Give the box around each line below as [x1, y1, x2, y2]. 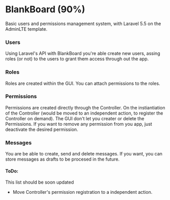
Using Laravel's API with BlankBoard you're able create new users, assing [5, 50, 160, 57]
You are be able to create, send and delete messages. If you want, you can [5, 151, 162, 157]
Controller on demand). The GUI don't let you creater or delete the [5, 115, 144, 121]
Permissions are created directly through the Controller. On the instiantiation [5, 104, 165, 110]
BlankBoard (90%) [5, 4, 85, 15]
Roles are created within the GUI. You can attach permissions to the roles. [5, 80, 160, 86]
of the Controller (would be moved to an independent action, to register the [5, 110, 163, 116]
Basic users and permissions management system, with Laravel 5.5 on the [5, 20, 161, 27]
